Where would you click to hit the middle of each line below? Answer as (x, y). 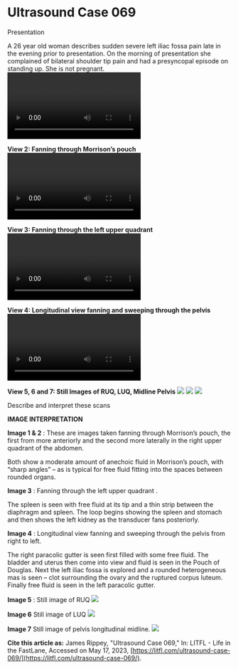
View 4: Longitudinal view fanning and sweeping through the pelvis (109, 310)
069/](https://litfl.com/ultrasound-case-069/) (74, 658)
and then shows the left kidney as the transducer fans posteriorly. (104, 520)
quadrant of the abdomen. (45, 448)
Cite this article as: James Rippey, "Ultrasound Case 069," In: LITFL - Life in (119, 643)
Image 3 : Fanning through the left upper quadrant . (82, 490)
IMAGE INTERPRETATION (45, 419)
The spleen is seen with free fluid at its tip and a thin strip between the (110, 504)
